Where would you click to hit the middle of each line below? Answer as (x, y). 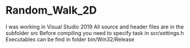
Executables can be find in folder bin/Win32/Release (70, 39)
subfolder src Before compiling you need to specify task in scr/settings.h (95, 33)
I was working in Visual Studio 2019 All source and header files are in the (95, 27)
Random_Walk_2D (51, 10)
